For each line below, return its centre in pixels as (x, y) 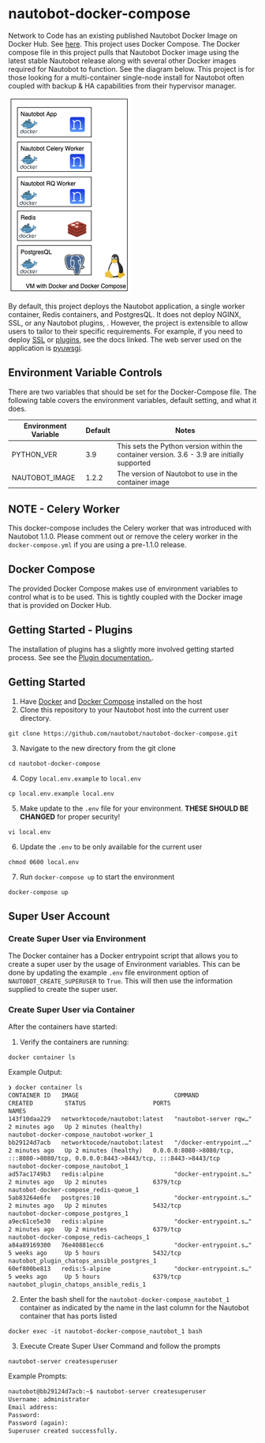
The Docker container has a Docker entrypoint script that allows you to (123, 956)
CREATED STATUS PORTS (90, 1104)
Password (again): (38, 1423)
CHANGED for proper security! (70, 816)
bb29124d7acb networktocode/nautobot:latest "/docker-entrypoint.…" (130, 1143)
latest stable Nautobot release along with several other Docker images (122, 61)
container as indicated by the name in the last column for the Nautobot (134, 1308)
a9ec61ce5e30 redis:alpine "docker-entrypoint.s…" (130, 1222)
